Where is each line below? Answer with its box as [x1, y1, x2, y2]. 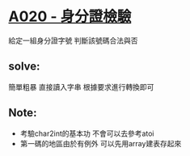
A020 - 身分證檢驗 [8, 7, 132, 26]
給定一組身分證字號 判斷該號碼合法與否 [8, 36, 138, 45]
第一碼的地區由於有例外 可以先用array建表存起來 [19, 138, 182, 148]
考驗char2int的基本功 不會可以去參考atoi [19, 129, 155, 138]
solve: [8, 60, 40, 74]
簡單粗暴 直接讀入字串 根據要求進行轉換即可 [8, 82, 154, 91]
